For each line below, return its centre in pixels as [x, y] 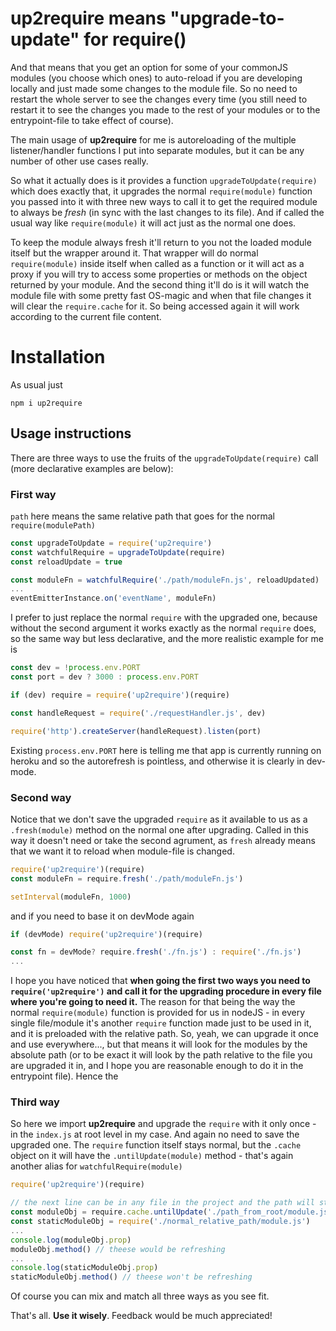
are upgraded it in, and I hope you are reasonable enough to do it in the [157, 1066]
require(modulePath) [53, 525]
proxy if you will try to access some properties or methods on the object [159, 274]
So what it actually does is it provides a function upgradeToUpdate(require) [164, 180]
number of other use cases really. [79, 161]
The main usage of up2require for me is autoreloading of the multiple [153, 139]
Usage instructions [71, 433]
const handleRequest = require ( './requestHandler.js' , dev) [138, 713]
